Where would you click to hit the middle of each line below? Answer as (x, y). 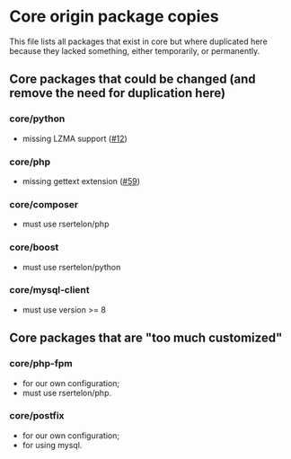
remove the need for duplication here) (118, 93)
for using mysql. (52, 445)
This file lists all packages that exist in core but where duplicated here (138, 41)
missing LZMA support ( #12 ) (75, 138)
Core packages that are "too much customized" (146, 338)
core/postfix (37, 416)
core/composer (44, 204)
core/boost (34, 247)
